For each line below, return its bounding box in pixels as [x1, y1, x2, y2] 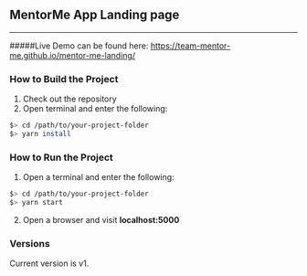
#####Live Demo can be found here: [9, 40, 149, 51]
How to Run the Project [9, 151, 114, 164]
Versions [9, 237, 50, 249]
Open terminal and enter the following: [22, 103, 168, 114]
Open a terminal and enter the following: [22, 172, 175, 183]
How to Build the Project [9, 72, 119, 85]
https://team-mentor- [150, 40, 231, 51]
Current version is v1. [9, 258, 90, 269]
